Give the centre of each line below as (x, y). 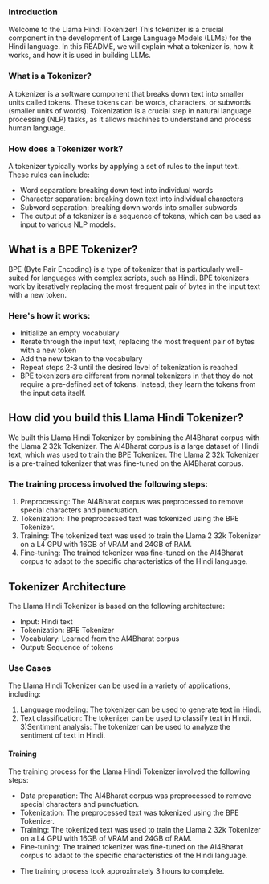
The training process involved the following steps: (108, 483)
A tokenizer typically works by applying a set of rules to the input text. (124, 166)
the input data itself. (53, 393)
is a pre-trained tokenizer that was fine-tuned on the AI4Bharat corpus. (126, 463)
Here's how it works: (49, 315)
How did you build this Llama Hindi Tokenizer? (126, 418)
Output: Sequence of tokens (67, 647)
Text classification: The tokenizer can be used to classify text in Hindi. (135, 718)
